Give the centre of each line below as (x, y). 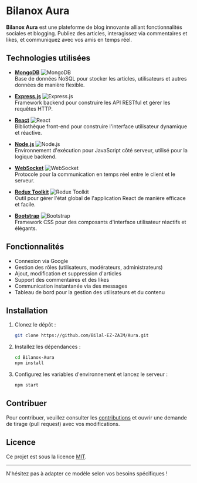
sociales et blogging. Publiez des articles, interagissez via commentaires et (97, 33)
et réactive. (28, 132)
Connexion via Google (41, 261)
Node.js (24, 144)
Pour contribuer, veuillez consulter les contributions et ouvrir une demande (97, 417)
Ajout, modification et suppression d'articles (68, 273)
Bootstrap (27, 215)
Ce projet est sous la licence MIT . (46, 457)
